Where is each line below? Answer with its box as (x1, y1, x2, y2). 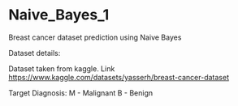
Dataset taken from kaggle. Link (8, 63, 115, 74)
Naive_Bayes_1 (8, 6, 110, 24)
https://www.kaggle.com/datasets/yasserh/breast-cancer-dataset (8, 72, 230, 82)
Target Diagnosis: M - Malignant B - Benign (8, 87, 153, 98)
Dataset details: (8, 48, 61, 57)
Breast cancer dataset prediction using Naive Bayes (8, 32, 182, 42)
